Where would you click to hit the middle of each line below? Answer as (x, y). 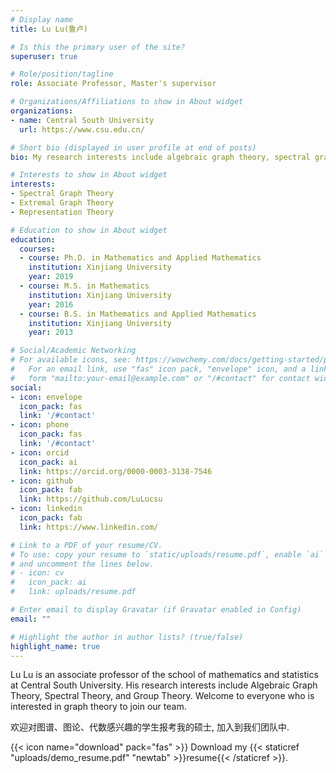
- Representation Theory (62, 212)
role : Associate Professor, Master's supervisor (113, 84)
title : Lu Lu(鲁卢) (49, 29)
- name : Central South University (82, 120)
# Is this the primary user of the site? (98, 47)
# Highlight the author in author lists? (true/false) (127, 637)
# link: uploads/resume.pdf (73, 592)
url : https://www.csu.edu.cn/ (82, 129)
